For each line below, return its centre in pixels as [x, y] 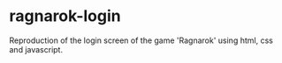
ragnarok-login [65, 16]
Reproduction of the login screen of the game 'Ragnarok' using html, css [141, 40]
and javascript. [36, 49]
